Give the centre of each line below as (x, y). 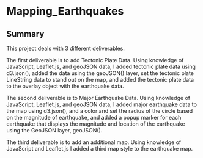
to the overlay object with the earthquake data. (65, 86)
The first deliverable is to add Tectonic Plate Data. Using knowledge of (95, 60)
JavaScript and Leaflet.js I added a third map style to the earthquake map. (100, 149)
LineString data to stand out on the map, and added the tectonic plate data (100, 80)
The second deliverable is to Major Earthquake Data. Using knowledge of (98, 98)
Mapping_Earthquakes (65, 11)
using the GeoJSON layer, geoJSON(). (54, 130)
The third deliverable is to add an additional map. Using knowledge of (94, 142)
